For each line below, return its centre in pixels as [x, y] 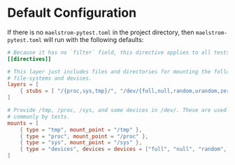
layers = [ [23, 85]
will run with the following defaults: [93, 39]
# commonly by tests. [39, 117]
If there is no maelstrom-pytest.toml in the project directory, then [101, 32]
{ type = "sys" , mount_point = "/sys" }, [81, 143]
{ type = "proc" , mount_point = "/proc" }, [84, 136]
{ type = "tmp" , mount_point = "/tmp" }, [81, 130]
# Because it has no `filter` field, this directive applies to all [109, 52]
